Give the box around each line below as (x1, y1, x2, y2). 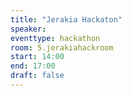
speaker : (10, 24, 47, 34)
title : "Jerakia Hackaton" (10, 14, 123, 25)
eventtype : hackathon (10, 33, 101, 43)
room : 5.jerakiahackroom (10, 42, 114, 53)
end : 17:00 (10, 61, 56, 71)
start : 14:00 (10, 52, 65, 62)
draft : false (10, 71, 65, 81)
